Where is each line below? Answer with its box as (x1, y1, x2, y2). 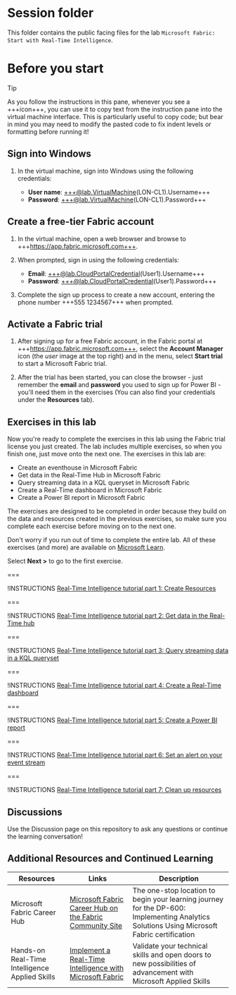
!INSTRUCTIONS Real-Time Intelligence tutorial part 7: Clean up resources (7, 786, 222, 794)
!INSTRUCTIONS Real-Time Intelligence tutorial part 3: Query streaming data (7, 647, 229, 655)
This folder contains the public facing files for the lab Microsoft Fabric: (7, 28, 216, 37)
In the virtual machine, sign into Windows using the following (17, 166, 194, 175)
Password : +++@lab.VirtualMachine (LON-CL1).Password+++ (27, 195, 206, 204)
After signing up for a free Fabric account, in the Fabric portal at (17, 337, 203, 346)
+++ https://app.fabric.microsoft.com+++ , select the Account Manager (17, 344, 223, 353)
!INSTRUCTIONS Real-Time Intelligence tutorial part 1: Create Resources (7, 584, 216, 593)
